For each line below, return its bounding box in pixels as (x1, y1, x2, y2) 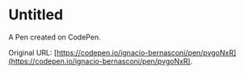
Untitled (8, 6, 64, 24)
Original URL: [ (8, 47, 57, 57)
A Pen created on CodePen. (8, 32, 101, 42)
